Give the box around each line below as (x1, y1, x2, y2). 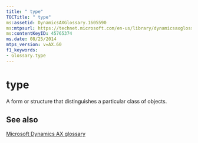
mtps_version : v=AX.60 (6, 42, 62, 48)
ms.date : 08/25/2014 (6, 36, 57, 42)
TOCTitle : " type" (6, 14, 51, 20)
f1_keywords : (6, 47, 38, 53)
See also (6, 115, 38, 125)
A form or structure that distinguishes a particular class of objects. (6, 97, 167, 105)
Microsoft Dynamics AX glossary (6, 131, 86, 138)
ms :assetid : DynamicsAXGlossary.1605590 (6, 19, 107, 25)
